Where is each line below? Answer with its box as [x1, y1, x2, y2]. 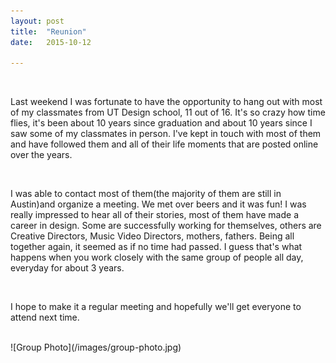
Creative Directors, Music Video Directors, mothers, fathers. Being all [10, 230, 295, 242]
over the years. [10, 149, 73, 161]
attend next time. [10, 311, 80, 324]
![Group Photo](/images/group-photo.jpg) [10, 341, 182, 354]
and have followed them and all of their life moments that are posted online [10, 138, 319, 150]
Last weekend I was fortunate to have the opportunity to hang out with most [10, 96, 323, 108]
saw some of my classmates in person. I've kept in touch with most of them [10, 128, 322, 140]
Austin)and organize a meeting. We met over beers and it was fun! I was [10, 198, 307, 210]
